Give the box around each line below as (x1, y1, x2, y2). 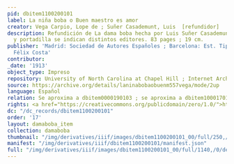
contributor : (7, 56, 45, 63)
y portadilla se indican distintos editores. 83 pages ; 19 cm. (13, 36, 204, 43)
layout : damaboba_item (7, 120, 73, 128)
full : (7, 147, 23, 154)
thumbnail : (7, 133, 39, 140)
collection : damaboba (7, 127, 70, 134)
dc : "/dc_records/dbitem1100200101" (7, 107, 114, 114)
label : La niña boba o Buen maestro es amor (7, 17, 139, 24)
